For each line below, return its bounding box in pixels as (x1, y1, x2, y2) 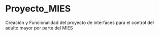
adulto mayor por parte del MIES (5, 24, 73, 30)
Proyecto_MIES (5, 3, 71, 14)
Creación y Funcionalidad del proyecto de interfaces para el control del (5, 19, 154, 25)
